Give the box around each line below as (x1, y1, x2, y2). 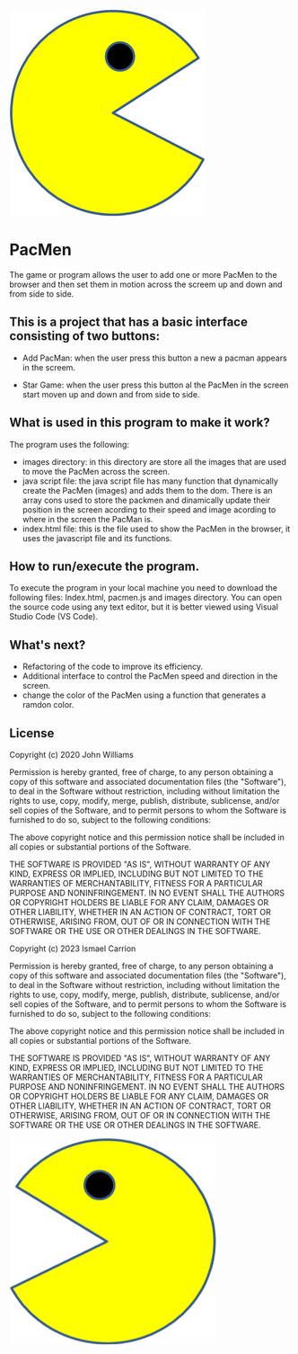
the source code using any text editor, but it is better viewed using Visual (9, 601, 278, 612)
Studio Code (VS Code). (9, 611, 99, 622)
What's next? (9, 637, 86, 653)
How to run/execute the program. (9, 558, 200, 574)
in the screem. (22, 361, 76, 372)
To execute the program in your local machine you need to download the (9, 583, 278, 593)
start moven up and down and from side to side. (22, 388, 200, 399)
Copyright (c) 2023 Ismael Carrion (9, 943, 136, 954)
